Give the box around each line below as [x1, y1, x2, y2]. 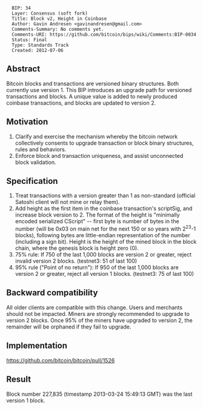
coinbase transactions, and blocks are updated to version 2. [6, 99, 156, 106]
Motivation [6, 117, 48, 127]
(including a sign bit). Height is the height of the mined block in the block [15, 238, 197, 246]
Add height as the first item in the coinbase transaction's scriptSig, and [15, 205, 193, 212]
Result [6, 375, 32, 385]
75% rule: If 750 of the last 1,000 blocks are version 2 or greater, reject [15, 251, 192, 258]
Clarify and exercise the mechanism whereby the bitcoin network [15, 133, 178, 140]
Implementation [6, 341, 68, 351]
